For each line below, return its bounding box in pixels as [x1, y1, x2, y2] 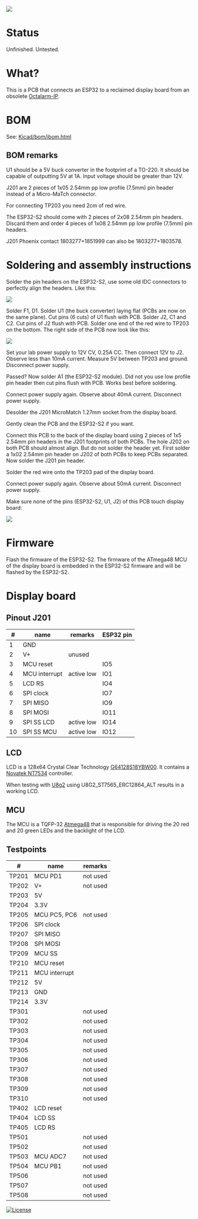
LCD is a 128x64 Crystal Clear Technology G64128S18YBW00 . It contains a [6, 763, 190, 770]
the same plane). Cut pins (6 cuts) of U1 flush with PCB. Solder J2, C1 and [6, 313, 186, 321]
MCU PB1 [34, 1162, 62, 1170]
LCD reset [34, 1104, 62, 1112]
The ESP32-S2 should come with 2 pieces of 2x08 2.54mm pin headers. [6, 213, 183, 220]
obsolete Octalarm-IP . [6, 92, 60, 99]
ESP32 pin [102, 631, 132, 639]
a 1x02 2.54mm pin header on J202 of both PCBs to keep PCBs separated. [6, 450, 189, 457]
